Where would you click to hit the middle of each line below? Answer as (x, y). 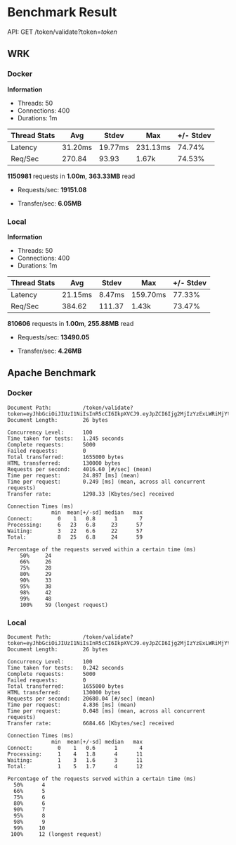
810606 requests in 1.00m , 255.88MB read (71, 323)
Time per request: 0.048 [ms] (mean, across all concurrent (106, 711)
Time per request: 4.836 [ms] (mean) (72, 705)
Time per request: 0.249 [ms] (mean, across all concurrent (106, 482)
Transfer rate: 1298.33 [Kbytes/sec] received (91, 494)
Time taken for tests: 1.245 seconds (66, 438)
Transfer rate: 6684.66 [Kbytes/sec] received (91, 723)
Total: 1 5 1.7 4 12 (75, 766)
